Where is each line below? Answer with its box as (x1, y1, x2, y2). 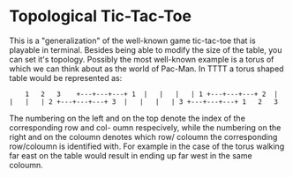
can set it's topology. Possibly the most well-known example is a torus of (9, 54, 274, 64)
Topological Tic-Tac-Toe (9, 6, 192, 26)
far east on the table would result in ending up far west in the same (9, 150, 253, 160)
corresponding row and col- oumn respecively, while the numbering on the (9, 122, 282, 133)
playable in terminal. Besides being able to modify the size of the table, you (9, 44, 282, 55)
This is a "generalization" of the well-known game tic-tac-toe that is (9, 35, 256, 46)
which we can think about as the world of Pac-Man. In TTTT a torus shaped (9, 63, 284, 74)
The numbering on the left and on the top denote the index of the (9, 113, 245, 123)
